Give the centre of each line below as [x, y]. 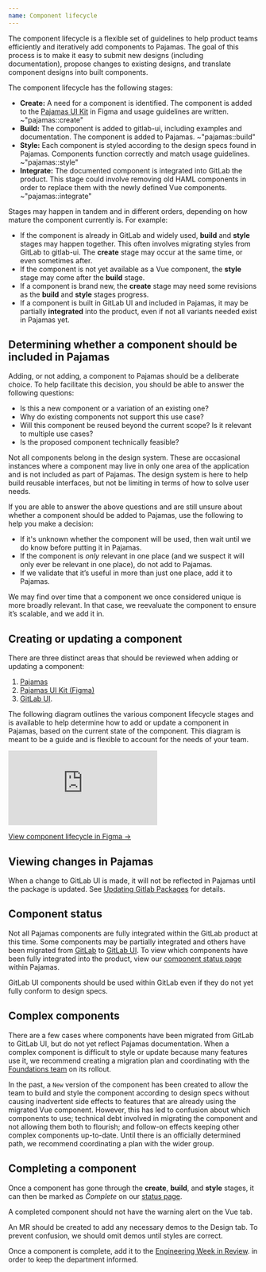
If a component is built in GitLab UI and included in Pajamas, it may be [134, 302]
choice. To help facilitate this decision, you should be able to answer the [126, 385]
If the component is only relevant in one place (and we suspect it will [132, 556]
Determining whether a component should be [123, 345]
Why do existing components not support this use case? [112, 417]
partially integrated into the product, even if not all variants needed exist [138, 311]
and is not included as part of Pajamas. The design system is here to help [128, 475]
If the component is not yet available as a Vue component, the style [131, 269]
